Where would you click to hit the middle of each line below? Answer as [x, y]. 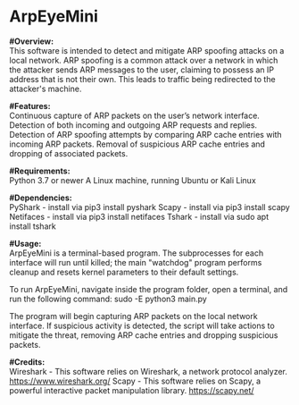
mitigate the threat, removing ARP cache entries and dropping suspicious [144, 335]
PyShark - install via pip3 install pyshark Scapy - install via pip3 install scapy [149, 207]
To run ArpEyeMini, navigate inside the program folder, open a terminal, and [149, 289]
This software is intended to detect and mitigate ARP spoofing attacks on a [147, 50]
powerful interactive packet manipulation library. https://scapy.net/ [132, 390]
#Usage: [25, 243]
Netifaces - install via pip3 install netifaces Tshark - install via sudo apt [139, 216]
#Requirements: [40, 171]
